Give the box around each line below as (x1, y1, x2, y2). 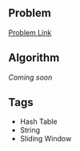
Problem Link (8, 27, 52, 37)
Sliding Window (19, 134, 72, 144)
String (19, 125, 41, 135)
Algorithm (8, 51, 60, 65)
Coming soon (8, 72, 53, 82)
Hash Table (19, 116, 58, 127)
